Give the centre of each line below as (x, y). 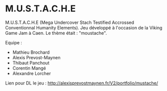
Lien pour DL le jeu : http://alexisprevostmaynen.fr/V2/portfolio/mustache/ (82, 83)
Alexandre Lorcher (32, 73)
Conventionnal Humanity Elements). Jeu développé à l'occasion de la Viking (84, 27)
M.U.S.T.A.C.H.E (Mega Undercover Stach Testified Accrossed (70, 22)
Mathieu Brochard (31, 52)
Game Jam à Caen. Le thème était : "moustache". (56, 33)
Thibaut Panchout (31, 63)
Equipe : (14, 42)
